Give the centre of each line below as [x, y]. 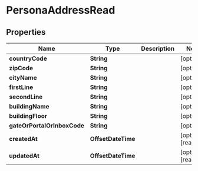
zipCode [21, 68]
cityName [23, 78]
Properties [26, 32]
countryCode [28, 58]
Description [158, 49]
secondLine [26, 97]
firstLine [21, 87]
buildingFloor [28, 116]
